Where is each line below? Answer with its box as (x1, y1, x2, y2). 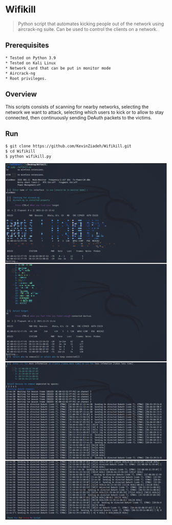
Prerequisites (5, 41, 49, 50)
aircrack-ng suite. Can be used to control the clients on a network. (17, 26, 158, 32)
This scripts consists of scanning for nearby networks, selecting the (5, 103, 149, 110)
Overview (5, 90, 37, 99)
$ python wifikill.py (5, 154, 52, 159)
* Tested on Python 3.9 (5, 55, 56, 60)
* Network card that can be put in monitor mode (5, 65, 111, 71)
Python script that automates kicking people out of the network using (17, 21, 164, 27)
